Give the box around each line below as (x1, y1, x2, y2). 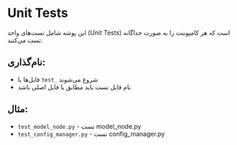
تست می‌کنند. (7, 35, 43, 44)
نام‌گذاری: (7, 57, 46, 69)
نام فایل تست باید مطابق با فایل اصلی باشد (17, 83, 131, 91)
